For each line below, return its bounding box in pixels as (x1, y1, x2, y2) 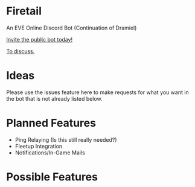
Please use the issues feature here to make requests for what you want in (6, 89, 189, 96)
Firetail (6, 4, 42, 18)
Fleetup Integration (14, 142, 63, 150)
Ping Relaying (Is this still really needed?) (14, 136, 117, 143)
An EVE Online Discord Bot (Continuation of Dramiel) (6, 24, 137, 31)
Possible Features (6, 170, 98, 183)
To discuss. (6, 47, 35, 55)
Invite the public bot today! (6, 36, 73, 43)
